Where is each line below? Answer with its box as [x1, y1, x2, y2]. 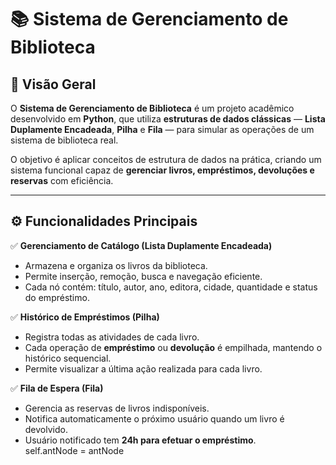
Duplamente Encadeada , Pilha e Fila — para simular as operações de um [10, 124, 315, 135]
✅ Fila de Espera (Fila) [10, 382, 104, 394]
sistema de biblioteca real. [10, 134, 119, 146]
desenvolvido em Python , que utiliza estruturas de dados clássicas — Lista [10, 113, 326, 125]
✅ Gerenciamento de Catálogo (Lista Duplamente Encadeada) [10, 239, 273, 251]
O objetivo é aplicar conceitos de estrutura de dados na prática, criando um [10, 154, 322, 165]
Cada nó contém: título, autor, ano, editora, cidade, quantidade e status [24, 281, 318, 293]
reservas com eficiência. [10, 175, 114, 186]
